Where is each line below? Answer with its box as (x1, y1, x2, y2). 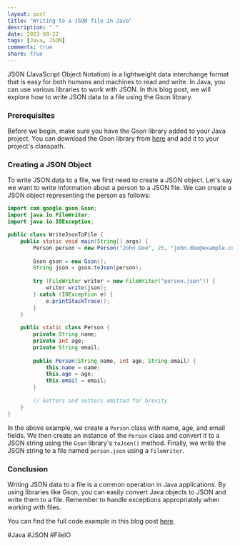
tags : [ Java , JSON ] (7, 37, 66, 44)
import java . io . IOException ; (7, 219, 94, 226)
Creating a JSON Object (7, 160, 91, 170)
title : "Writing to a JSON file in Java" (7, 17, 133, 24)
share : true (7, 51, 43, 58)
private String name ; (33, 331, 98, 338)
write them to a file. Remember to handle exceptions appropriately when (7, 495, 220, 504)
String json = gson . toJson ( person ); (33, 264, 142, 271)
